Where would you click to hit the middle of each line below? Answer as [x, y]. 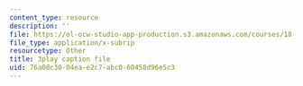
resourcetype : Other [48, 51]
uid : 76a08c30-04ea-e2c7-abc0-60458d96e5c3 [92, 68]
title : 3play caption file [60, 59]
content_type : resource [54, 17]
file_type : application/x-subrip [72, 43]
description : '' [40, 26]
